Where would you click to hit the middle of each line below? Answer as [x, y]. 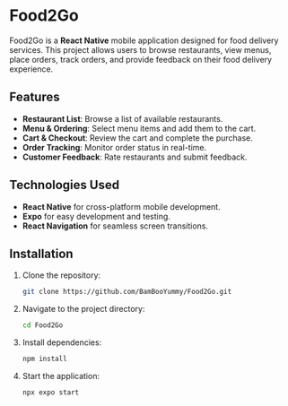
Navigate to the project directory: [83, 309]
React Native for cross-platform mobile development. [122, 206]
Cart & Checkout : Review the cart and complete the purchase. [138, 138]
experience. [31, 69]
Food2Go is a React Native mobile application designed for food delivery [144, 40]
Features [35, 97]
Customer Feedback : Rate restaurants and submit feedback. [135, 157]
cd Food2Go [43, 325]
